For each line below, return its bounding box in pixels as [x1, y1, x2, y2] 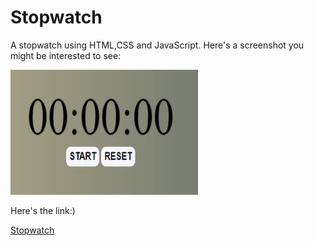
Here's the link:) [10, 204, 76, 216]
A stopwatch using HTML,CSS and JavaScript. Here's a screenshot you [10, 39, 305, 51]
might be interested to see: [10, 49, 122, 61]
